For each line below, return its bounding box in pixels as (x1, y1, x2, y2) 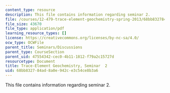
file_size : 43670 (5, 21, 42, 27)
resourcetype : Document (5, 59, 56, 64)
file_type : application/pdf (5, 26, 65, 31)
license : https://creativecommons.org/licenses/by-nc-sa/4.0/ (5, 36, 139, 41)
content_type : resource (5, 7, 56, 13)
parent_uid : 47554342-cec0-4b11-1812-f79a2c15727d (5, 54, 114, 59)
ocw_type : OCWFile (5, 40, 44, 45)
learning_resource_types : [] (5, 31, 67, 36)
